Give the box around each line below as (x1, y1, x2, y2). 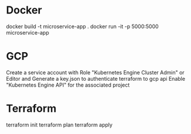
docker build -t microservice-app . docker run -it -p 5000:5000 (6, 23, 159, 30)
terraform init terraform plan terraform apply (6, 121, 113, 128)
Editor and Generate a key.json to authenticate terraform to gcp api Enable (6, 75, 186, 82)
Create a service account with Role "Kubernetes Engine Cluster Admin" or (6, 68, 185, 76)
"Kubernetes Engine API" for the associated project (6, 81, 130, 88)
